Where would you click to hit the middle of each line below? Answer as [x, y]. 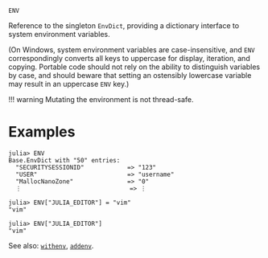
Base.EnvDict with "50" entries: [64, 160]
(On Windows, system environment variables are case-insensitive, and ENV [132, 50]
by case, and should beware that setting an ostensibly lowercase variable [130, 75]
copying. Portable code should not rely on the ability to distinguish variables [134, 67]
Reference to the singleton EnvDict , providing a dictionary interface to [124, 26]
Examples [42, 132]
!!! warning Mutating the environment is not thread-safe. [101, 99]
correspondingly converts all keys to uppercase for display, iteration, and [130, 58]
